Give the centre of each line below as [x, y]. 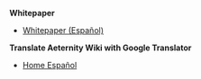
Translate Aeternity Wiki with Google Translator [100, 48]
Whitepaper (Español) [63, 30]
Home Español [50, 65]
